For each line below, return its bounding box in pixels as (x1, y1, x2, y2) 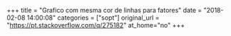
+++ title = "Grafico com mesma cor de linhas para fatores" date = (6, 6, 202, 14)
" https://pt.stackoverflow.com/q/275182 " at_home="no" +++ (6, 21, 185, 29)
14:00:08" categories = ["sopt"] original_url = (26, 13, 160, 22)
